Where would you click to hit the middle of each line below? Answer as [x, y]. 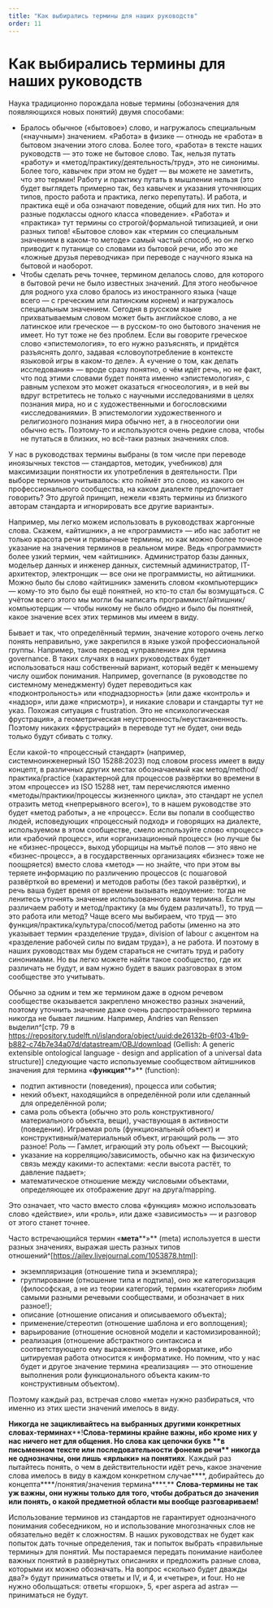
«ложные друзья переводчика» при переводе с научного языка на [136, 258]
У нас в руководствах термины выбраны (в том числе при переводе [127, 454]
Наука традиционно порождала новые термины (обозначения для [124, 103]
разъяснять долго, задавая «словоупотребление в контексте [126, 352]
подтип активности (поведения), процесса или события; [118, 1086]
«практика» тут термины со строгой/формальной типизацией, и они [139, 223]
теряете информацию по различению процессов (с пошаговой [118, 873]
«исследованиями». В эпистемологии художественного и [121, 413]
